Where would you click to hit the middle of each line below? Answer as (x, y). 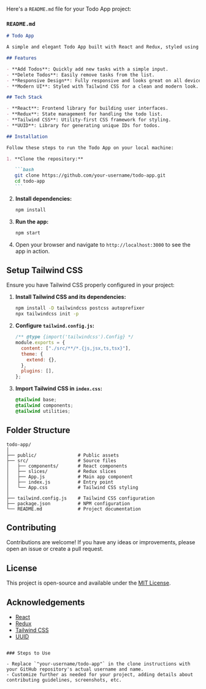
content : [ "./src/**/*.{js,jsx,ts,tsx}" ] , (76, 348)
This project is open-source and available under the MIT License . (89, 583)
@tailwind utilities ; (43, 411)
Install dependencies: (44, 198)
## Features (21, 58)
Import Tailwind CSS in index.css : (59, 388)
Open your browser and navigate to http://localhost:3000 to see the (103, 244)
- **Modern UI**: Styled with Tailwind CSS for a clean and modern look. (103, 86)
